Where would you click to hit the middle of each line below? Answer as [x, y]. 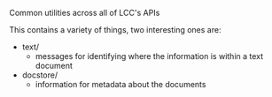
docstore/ [40, 75]
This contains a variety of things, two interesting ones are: [115, 30]
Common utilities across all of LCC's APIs [85, 13]
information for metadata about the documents [120, 84]
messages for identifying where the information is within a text [149, 56]
